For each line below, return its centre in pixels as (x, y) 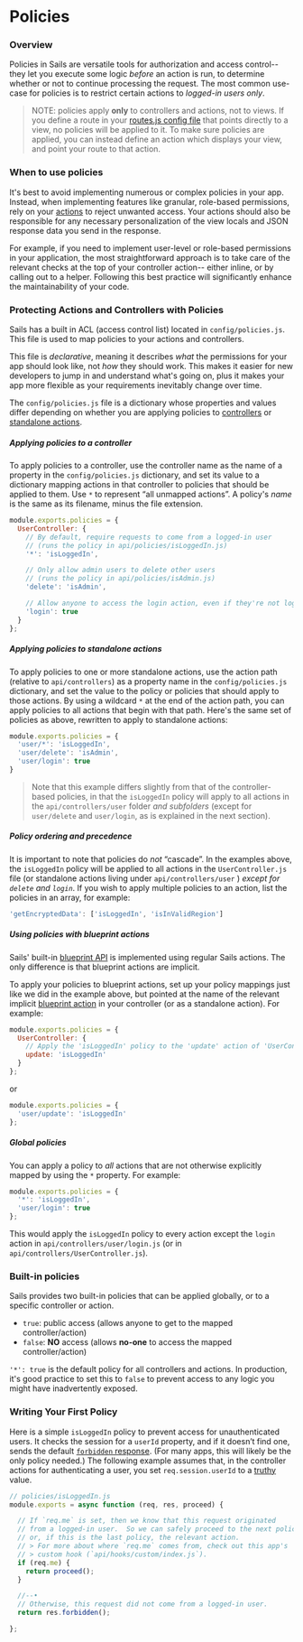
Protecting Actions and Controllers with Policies (116, 310)
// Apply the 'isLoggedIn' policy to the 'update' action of (142, 1046)
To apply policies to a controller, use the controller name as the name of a (146, 466)
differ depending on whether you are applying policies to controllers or (141, 413)
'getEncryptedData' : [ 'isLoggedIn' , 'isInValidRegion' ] (116, 914)
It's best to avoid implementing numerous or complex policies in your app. (147, 192)
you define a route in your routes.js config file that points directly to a (160, 120)
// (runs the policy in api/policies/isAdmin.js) (121, 579)
